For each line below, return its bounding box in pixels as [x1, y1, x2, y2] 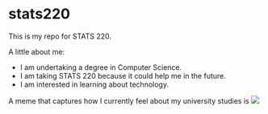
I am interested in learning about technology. [19, 79, 170, 89]
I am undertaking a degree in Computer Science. [19, 62, 182, 72]
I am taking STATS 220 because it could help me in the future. [19, 71, 226, 80]
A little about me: [8, 47, 65, 56]
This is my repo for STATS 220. [8, 31, 111, 41]
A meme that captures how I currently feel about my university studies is [8, 96, 249, 105]
